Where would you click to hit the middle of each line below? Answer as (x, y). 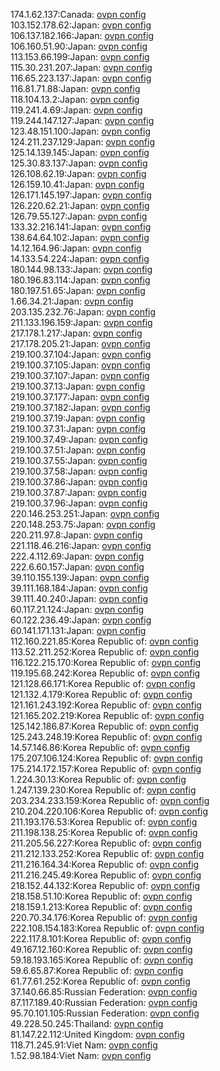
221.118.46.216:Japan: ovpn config (81, 545)
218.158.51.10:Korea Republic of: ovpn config (101, 896)
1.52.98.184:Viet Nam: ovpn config (81, 1055)
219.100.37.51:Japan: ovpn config (78, 450)
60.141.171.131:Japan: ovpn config (78, 630)
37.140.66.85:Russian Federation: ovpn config (104, 992)
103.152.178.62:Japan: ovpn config (81, 25)
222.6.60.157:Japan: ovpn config (77, 567)
